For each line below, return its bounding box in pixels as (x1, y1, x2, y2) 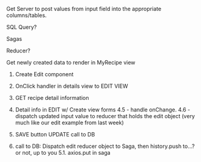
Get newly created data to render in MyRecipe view (6, 59, 136, 66)
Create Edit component (15, 71, 74, 78)
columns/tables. (6, 12, 47, 19)
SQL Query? (6, 24, 37, 30)
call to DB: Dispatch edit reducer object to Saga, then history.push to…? (15, 143, 195, 150)
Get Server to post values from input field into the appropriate (6, 5, 162, 12)
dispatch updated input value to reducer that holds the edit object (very (15, 113, 196, 119)
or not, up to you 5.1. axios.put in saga (15, 149, 111, 156)
